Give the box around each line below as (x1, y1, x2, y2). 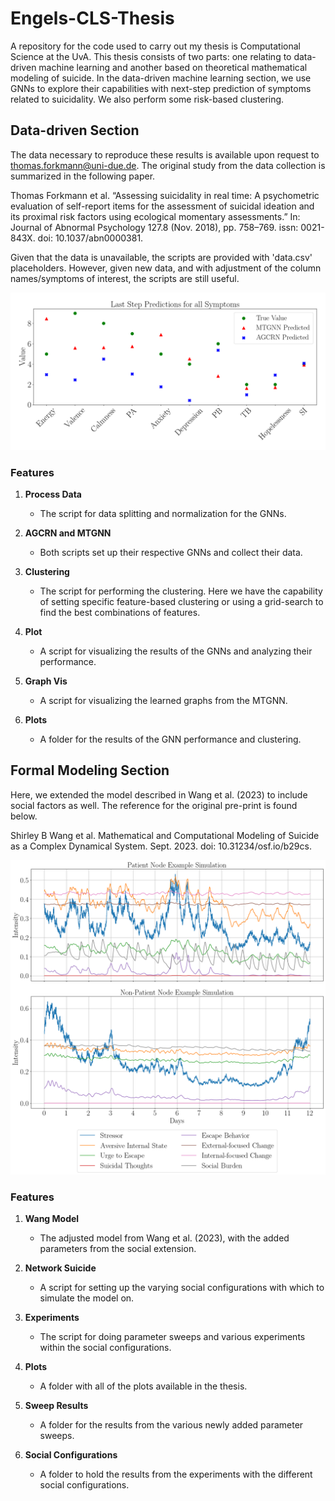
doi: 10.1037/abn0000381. (37, 232, 144, 244)
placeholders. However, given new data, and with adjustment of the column (10, 262, 322, 274)
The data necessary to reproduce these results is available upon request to (10, 148, 320, 161)
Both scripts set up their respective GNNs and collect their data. (39, 547, 303, 559)
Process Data (24, 488, 82, 501)
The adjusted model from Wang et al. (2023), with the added (39, 1232, 290, 1244)
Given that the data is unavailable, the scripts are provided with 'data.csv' (10, 251, 313, 263)
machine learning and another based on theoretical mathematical (38, 61, 308, 73)
